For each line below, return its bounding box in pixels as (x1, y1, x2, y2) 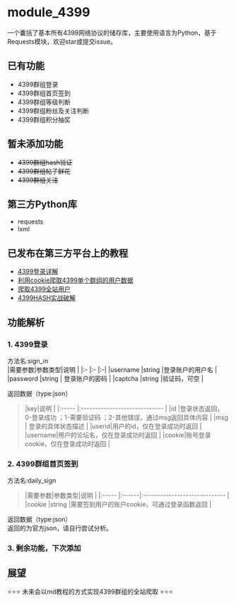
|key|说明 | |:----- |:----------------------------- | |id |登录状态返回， (24, 404, 224, 413)
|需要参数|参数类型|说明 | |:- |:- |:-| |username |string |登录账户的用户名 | (7, 365, 218, 374)
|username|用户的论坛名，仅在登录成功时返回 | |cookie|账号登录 (24, 431, 211, 439)
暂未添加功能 (7, 138, 64, 150)
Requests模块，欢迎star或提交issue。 (7, 37, 117, 46)
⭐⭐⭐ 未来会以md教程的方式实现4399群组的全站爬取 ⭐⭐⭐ (7, 587, 173, 596)
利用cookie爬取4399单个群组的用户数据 (17, 276, 134, 284)
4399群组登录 (17, 80, 59, 88)
